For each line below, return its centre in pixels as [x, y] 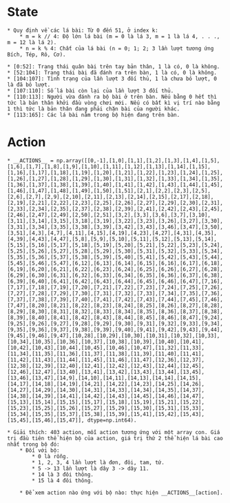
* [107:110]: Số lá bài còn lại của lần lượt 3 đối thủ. [91, 90]
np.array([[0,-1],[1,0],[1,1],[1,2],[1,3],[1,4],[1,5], [138, 160]
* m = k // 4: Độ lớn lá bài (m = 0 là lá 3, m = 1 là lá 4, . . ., [120, 36]
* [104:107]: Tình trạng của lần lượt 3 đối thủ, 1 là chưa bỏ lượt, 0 [112, 79]
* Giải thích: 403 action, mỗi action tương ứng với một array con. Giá [114, 432]
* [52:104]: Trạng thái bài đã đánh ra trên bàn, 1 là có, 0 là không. [112, 72]
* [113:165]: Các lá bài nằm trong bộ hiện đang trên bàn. [94, 115]
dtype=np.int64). [112, 420]
